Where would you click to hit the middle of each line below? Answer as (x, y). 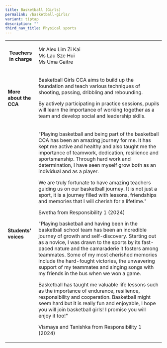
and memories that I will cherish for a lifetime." (92, 201)
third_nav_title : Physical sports (41, 28)
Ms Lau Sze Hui (57, 56)
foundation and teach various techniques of (89, 86)
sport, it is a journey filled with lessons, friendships (97, 195)
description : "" (22, 24)
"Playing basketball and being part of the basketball (99, 134)
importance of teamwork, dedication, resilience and (99, 153)
